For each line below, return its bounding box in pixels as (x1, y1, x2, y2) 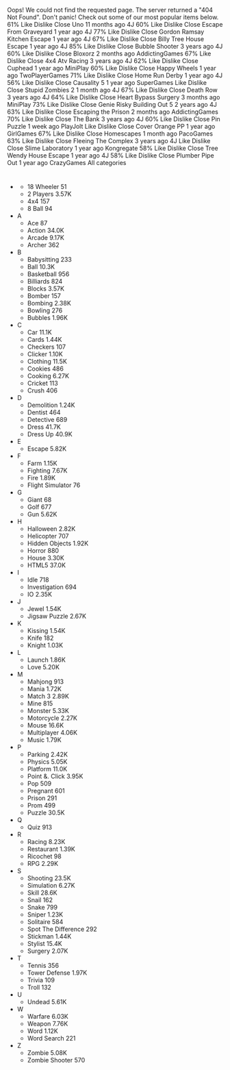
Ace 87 (27, 219, 48, 227)
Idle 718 (27, 575, 49, 584)
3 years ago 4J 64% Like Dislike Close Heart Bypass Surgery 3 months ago (7, 93, 220, 101)
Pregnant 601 (27, 787, 65, 795)
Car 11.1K (27, 328, 53, 336)
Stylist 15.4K (27, 940, 63, 948)
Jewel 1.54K (27, 605, 62, 613)
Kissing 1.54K (27, 627, 66, 635)
